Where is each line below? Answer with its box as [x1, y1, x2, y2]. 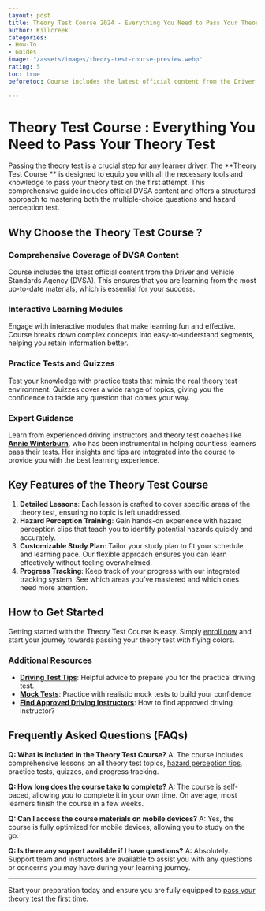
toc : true [8, 70, 41, 78]
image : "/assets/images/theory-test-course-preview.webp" [8, 56, 203, 64]
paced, [8, 790, 32, 800]
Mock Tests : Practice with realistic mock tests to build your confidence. [19, 689, 254, 698]
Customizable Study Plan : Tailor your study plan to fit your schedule [19, 541, 244, 550]
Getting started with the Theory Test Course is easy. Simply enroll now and [8, 627, 252, 636]
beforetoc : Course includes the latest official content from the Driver [8, 77, 256, 85]
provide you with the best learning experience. [8, 455, 160, 465]
